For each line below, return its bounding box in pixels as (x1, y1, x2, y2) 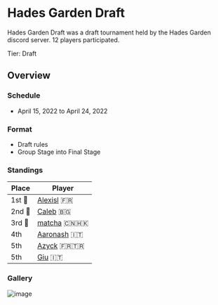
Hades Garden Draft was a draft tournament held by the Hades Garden (7, 28, 212, 37)
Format (7, 124, 33, 134)
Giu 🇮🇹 (37, 252, 63, 262)
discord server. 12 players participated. (7, 35, 120, 44)
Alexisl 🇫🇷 (37, 195, 74, 205)
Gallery (7, 273, 33, 283)
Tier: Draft (7, 49, 37, 58)
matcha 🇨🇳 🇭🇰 (37, 218, 89, 228)
